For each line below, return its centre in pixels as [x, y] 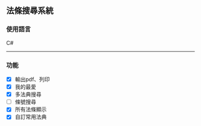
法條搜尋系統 [30, 11]
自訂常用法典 [31, 117]
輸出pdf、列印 [32, 79]
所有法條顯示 [31, 109]
